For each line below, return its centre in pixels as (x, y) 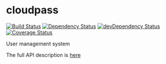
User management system (38, 44)
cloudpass (32, 10)
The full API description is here (44, 55)
